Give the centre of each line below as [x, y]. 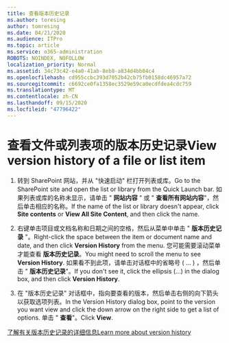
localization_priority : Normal [52, 65]
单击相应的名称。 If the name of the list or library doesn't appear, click [121, 206]
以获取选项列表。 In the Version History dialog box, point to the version [116, 301]
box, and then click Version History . [68, 278]
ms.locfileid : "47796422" [44, 109]
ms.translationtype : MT [41, 90]
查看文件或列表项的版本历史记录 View [112, 145]
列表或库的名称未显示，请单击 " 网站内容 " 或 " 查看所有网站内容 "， [118, 197]
